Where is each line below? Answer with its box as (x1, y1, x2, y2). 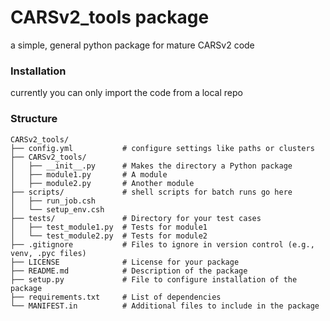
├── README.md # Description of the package (10, 266, 248, 276)
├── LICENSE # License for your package (10, 257, 240, 267)
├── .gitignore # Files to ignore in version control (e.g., (10, 239, 315, 250)
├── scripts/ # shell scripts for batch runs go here (10, 187, 293, 197)
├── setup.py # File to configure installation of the (10, 274, 298, 285)
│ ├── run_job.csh (10, 196, 97, 206)
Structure (10, 112, 58, 126)
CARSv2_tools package (10, 6, 210, 29)
